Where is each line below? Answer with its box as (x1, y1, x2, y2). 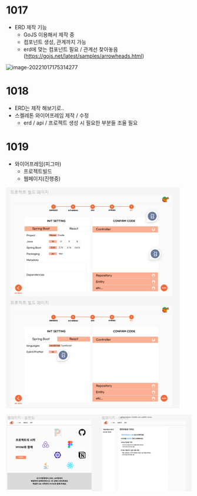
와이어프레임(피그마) (14, 160, 62, 167)
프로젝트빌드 (23, 167, 52, 175)
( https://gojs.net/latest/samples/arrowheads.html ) (23, 52, 145, 59)
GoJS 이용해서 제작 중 (23, 31, 75, 38)
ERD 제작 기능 (14, 24, 47, 31)
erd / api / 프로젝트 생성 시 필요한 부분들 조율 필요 (23, 119, 138, 126)
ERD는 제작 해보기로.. (14, 104, 65, 112)
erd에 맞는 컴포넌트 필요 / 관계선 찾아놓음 (23, 45, 119, 53)
